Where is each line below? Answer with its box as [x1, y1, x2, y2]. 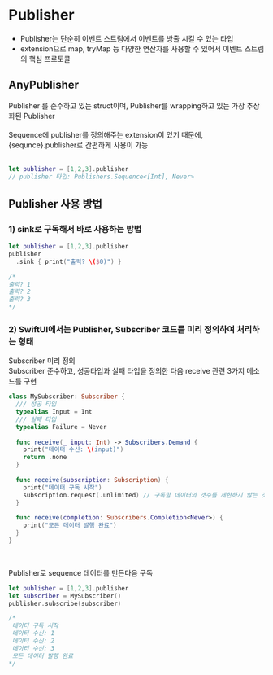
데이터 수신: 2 [11, 637, 55, 645]
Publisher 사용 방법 [8, 197, 103, 211]
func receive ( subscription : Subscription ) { [15, 476, 169, 484]
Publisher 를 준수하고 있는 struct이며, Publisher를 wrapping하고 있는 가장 [8, 100, 245, 111]
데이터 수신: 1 [11, 629, 55, 638]
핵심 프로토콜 [28, 54, 71, 64]
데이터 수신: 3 [11, 644, 55, 652]
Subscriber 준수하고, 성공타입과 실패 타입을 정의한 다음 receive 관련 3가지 [8, 366, 245, 376]
